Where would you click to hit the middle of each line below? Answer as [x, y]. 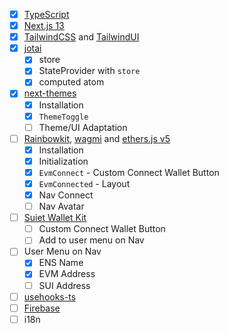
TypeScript [46, 14]
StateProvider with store [89, 71]
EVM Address [67, 274]
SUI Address [64, 285]
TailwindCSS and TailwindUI [81, 37]
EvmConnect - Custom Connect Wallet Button [129, 172]
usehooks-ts [50, 296]
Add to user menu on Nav [91, 240]
